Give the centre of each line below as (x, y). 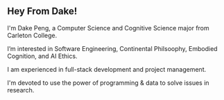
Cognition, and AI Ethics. (42, 56)
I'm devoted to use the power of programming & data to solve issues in (108, 83)
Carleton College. (32, 35)
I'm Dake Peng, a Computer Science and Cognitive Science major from (108, 28)
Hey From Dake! (42, 11)
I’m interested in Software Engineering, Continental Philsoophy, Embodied (112, 48)
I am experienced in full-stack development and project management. (107, 69)
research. (21, 90)
